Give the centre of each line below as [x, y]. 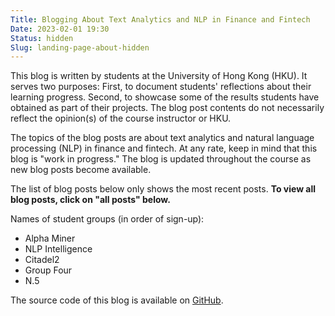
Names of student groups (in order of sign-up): [107, 219]
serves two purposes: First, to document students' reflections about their [161, 87]
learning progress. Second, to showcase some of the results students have [165, 97]
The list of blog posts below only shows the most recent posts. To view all [163, 189]
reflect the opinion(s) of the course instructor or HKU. [121, 118]
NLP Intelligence [58, 249]
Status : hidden [42, 38]
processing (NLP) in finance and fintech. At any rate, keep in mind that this [164, 148]
